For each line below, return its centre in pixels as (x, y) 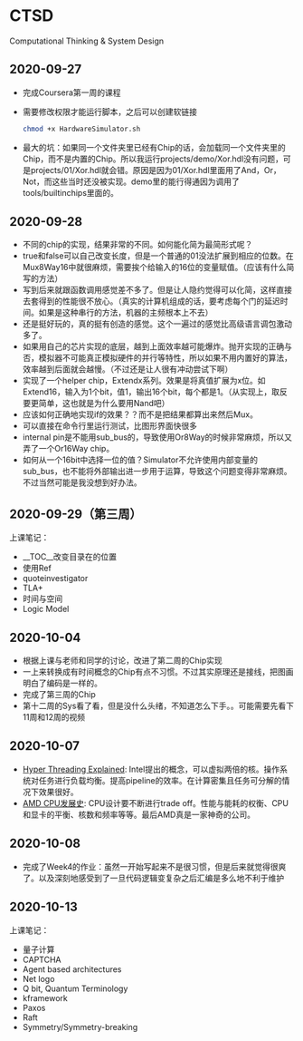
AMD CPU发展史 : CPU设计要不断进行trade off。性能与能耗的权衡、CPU (156, 803)
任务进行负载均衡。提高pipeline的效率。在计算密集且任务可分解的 (160, 780)
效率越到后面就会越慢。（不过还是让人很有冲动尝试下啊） (128, 369)
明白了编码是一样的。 (62, 683)
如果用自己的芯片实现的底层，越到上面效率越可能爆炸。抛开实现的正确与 (157, 346)
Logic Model (46, 609)
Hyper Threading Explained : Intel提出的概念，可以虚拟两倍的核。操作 (151, 769)
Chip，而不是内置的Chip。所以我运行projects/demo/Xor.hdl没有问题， (152, 159)
